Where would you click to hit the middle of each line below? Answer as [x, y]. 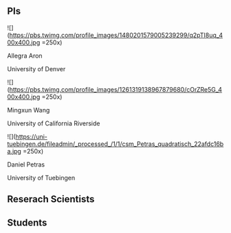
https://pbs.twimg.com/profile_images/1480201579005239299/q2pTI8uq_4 [116, 35]
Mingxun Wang [29, 110]
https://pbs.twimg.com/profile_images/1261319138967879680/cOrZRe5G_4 [115, 89]
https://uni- [32, 136]
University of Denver [36, 69]
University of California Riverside [54, 123]
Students [27, 222]
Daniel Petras [26, 164]
